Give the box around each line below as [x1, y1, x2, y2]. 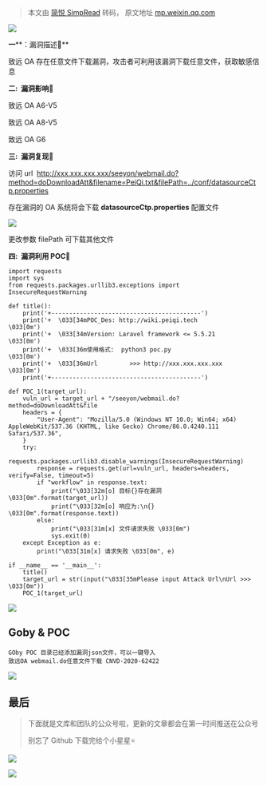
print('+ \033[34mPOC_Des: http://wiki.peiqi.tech [22, 316, 198, 324]
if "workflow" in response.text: [37, 478, 148, 486]
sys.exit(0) [50, 532, 91, 540]
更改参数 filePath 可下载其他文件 [8, 235, 114, 244]
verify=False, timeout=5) [8, 471, 94, 479]
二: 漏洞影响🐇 [8, 84, 54, 93]
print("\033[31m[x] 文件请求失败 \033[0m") [50, 525, 190, 533]
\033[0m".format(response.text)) [8, 510, 120, 518]
